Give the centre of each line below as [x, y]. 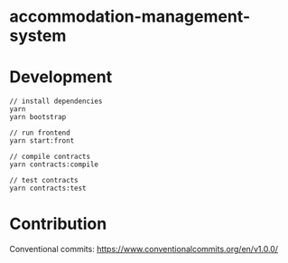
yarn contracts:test [48, 188]
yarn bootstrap [38, 117]
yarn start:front [42, 141]
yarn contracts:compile [54, 164]
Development [61, 77]
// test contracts [44, 181]
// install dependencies [56, 101]
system [38, 36]
